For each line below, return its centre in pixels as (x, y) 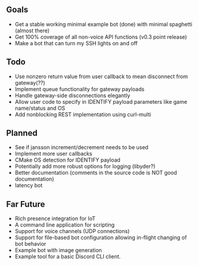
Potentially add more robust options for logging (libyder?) (85, 166)
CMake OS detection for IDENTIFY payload (67, 160)
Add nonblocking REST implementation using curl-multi (83, 114)
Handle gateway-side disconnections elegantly (72, 95)
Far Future (26, 204)
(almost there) (32, 30)
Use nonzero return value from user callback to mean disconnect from (101, 76)
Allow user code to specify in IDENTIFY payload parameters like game (101, 101)
